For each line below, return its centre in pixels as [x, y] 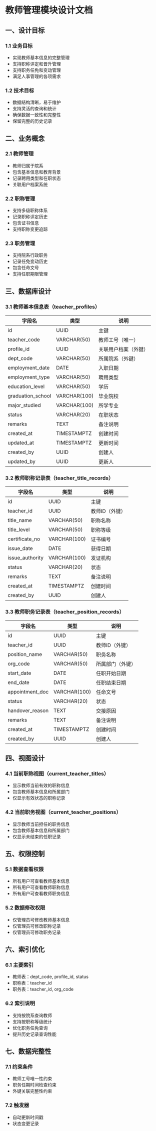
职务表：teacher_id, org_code [43, 989]
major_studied [24, 405]
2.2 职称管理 [20, 198]
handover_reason [28, 710]
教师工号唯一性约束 [32, 1078]
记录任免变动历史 [30, 261]
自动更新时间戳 [28, 1117]
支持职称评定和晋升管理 [36, 63]
